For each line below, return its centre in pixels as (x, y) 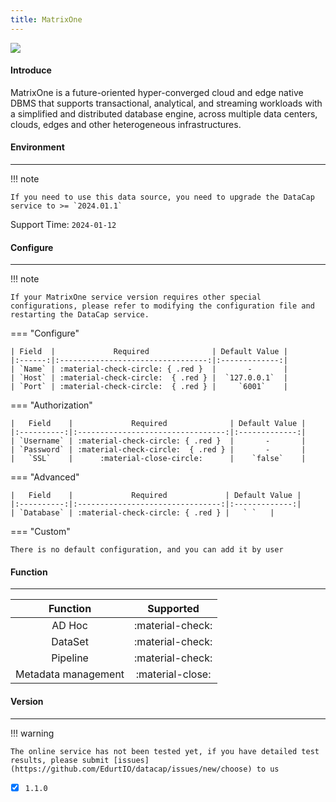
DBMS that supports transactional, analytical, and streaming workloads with (166, 103)
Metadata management (70, 674)
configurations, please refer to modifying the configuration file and (162, 306)
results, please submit (60, 760)
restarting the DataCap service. (80, 315)
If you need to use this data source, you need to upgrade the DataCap (162, 197)
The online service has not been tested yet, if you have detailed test (165, 751)
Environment (37, 147)
